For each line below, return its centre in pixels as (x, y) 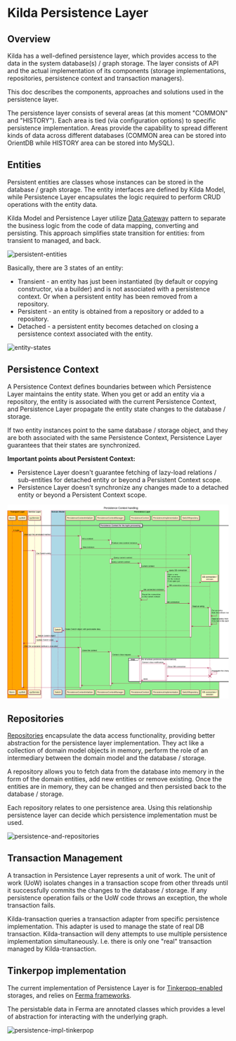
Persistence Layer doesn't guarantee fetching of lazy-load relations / (117, 472)
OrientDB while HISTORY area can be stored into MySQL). (91, 143)
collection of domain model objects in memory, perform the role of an (108, 750)
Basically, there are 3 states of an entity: (66, 267)
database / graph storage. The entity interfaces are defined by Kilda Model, (117, 189)
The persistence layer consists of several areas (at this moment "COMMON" (118, 113)
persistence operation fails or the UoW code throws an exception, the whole (117, 897)
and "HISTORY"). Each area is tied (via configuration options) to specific (112, 120)
